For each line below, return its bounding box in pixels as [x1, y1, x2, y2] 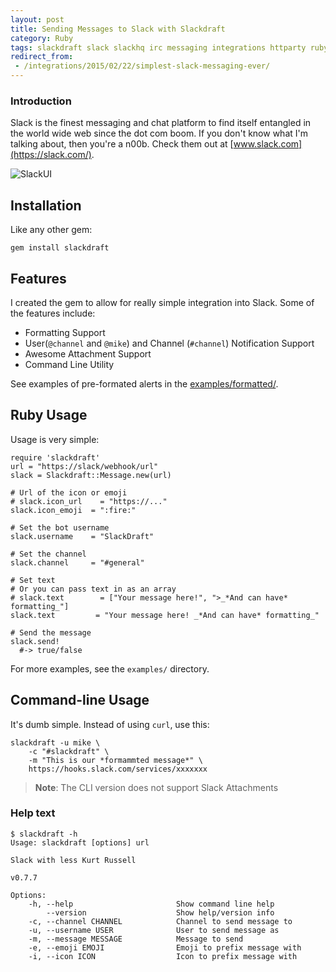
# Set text [10, 575, 56, 585]
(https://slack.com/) [10, 149, 92, 161]
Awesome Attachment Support [24, 347, 152, 360]
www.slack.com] [233, 138, 303, 150]
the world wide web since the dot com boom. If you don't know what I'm [10, 127, 308, 140]
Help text [10, 806, 56, 820]
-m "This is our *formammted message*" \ [28, 755, 203, 765]
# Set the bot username [10, 522, 110, 533]
